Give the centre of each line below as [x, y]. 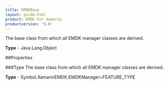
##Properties [19, 58]
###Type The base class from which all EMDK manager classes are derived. [85, 67]
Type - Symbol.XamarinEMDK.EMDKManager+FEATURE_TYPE [70, 77]
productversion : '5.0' [29, 24]
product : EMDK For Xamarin [34, 19]
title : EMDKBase [22, 10]
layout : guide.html [26, 15]
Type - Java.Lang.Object [31, 48]
